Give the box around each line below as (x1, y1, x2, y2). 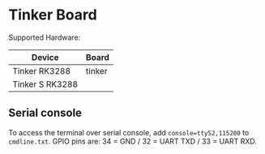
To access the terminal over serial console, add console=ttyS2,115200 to (8, 127, 250, 137)
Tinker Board (8, 6, 97, 24)
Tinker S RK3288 (12, 79, 79, 90)
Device (31, 51, 59, 62)
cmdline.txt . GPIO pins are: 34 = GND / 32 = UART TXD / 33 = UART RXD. (8, 136, 257, 146)
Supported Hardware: (8, 32, 81, 42)
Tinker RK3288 (12, 65, 71, 76)
